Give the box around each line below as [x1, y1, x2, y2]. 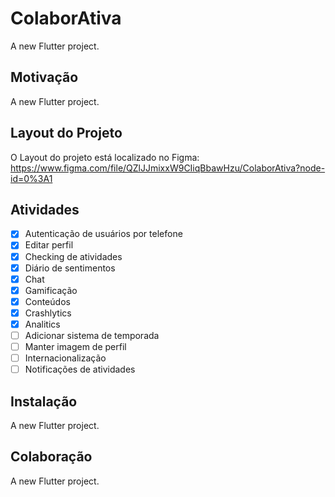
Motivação [10, 69, 79, 86]
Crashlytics [24, 307, 72, 319]
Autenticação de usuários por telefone [24, 228, 183, 240]
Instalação [10, 393, 78, 410]
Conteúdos [24, 295, 71, 307]
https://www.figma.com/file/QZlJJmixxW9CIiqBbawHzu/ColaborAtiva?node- [10, 162, 326, 174]
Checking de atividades [24, 250, 123, 262]
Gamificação [24, 284, 78, 296]
